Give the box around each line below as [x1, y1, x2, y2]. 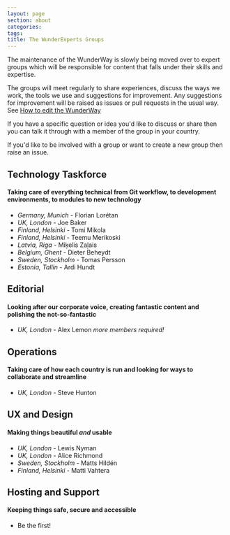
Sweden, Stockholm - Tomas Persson [17, 255, 125, 264]
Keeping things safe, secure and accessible [7, 506, 137, 514]
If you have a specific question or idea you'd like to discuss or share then [7, 120, 217, 128]
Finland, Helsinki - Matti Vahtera [17, 466, 110, 474]
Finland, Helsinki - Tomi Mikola [17, 225, 106, 234]
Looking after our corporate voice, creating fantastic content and [7, 302, 200, 311]
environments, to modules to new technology [7, 195, 141, 204]
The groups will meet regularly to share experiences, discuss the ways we [7, 84, 220, 92]
